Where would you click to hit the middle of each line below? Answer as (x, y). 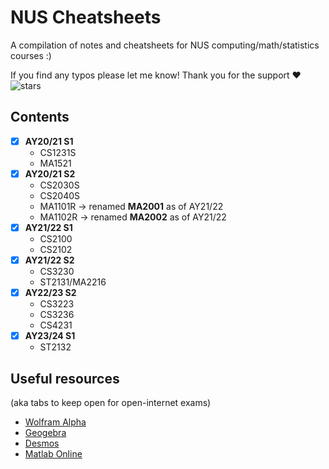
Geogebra (45, 432)
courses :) (31, 55)
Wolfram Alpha (55, 422)
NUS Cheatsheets (86, 17)
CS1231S (58, 152)
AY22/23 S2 (50, 292)
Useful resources (65, 378)
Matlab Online (53, 453)
